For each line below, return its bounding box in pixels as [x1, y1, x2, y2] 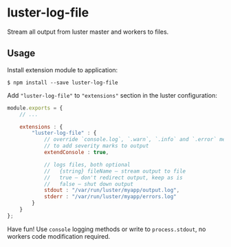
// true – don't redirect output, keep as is [43, 174, 184, 181]
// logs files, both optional [43, 161, 131, 168]
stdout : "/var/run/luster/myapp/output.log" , [43, 187, 180, 194]
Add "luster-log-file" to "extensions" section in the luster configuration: [7, 91, 218, 99]
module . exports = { [7, 105, 63, 111]
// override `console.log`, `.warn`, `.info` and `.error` [43, 136, 217, 143]
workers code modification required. [7, 232, 111, 240]
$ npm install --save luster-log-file [7, 79, 118, 86]
